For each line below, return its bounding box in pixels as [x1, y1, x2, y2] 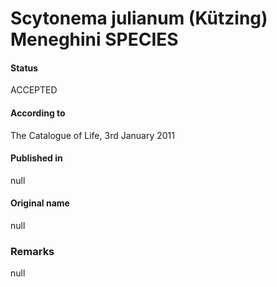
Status [10, 62, 39, 74]
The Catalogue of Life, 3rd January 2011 [10, 129, 175, 141]
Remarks [10, 244, 55, 258]
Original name [10, 197, 70, 209]
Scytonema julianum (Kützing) [10, 7, 268, 30]
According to [10, 107, 66, 119]
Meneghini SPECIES [10, 28, 179, 51]
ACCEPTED [10, 84, 58, 96]
